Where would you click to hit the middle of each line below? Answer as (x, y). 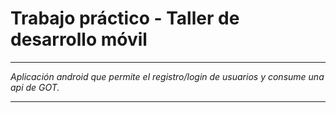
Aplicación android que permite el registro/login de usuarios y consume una (167, 76)
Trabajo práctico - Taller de (125, 18)
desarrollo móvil (79, 39)
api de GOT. (35, 87)
